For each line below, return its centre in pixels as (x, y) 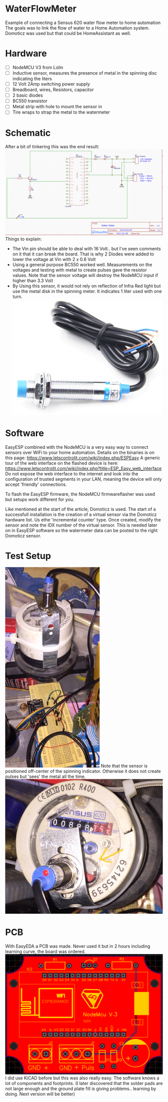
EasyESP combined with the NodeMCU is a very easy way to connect (77, 447)
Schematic (28, 133)
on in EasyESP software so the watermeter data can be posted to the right (81, 530)
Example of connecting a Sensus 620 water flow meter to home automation (83, 23)
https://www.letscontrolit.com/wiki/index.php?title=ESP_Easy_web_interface (83, 468)
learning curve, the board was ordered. (45, 951)
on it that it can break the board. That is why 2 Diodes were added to (83, 254)
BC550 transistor (30, 101)
